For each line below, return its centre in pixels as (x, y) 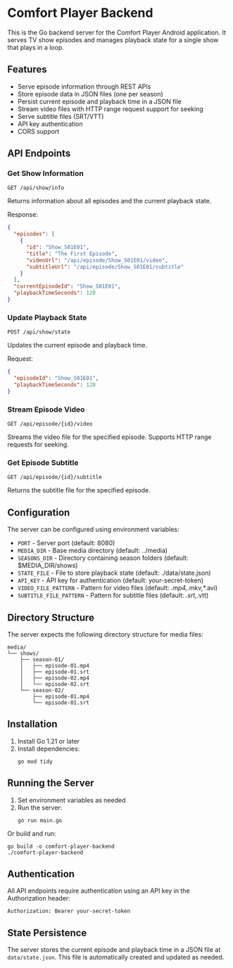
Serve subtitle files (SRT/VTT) (61, 116)
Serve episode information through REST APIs (84, 87)
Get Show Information (46, 174)
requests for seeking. (38, 445)
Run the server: (40, 808)
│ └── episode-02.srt (55, 684)
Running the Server (51, 783)
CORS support (38, 131)
